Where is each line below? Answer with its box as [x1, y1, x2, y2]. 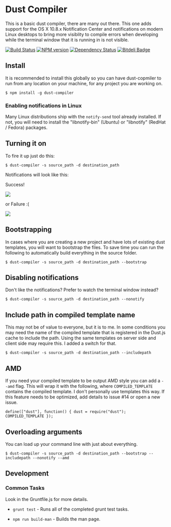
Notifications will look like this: [5, 171, 69, 178]
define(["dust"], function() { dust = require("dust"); [5, 409, 126, 414]
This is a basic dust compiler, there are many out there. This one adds [5, 20, 152, 27]
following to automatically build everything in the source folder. [5, 249, 137, 256]
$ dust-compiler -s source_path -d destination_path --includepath [5, 350, 152, 356]
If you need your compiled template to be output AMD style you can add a [5, 378, 160, 384]
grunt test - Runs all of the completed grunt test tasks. [12, 506, 129, 512]
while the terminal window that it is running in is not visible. [5, 37, 129, 43]
